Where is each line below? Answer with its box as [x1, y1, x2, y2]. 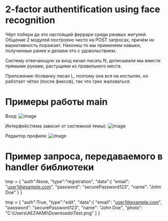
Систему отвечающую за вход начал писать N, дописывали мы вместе [5, 57, 161, 63]
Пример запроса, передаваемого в [5, 151, 163, 162]
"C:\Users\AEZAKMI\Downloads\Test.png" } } [5, 210, 100, 216]
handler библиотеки [5, 162, 94, 173]
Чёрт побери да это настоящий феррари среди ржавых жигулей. [5, 31, 147, 37]
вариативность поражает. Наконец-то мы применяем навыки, [5, 42, 142, 48]
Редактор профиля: [5, 133, 47, 139]
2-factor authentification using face [5, 4, 160, 15]
